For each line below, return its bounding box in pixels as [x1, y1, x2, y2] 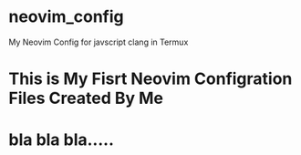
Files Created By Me [8, 88, 163, 108]
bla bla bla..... [8, 129, 115, 150]
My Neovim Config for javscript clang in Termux [8, 36, 189, 47]
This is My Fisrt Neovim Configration [8, 68, 293, 89]
